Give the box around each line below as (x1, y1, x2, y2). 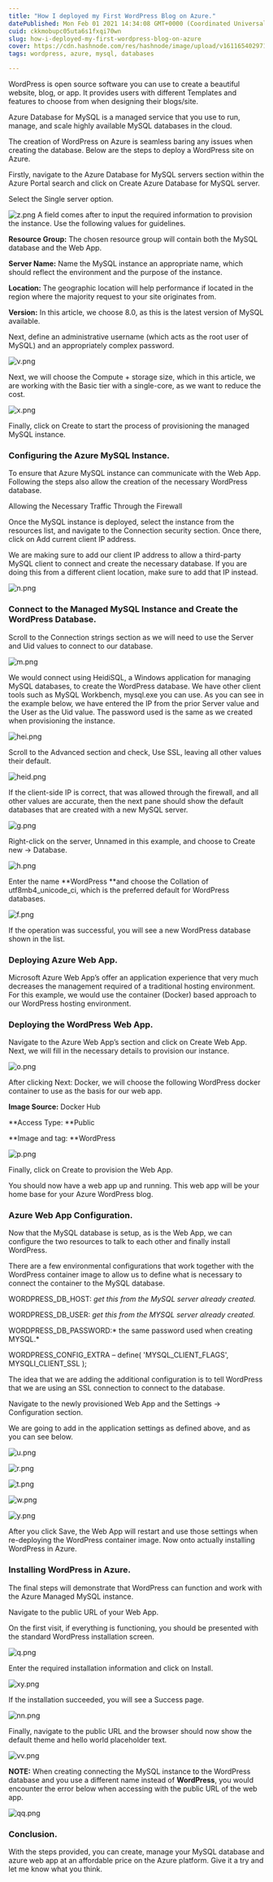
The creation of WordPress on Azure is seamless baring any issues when (8, 137, 253, 146)
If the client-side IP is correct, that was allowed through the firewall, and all (8, 787, 258, 797)
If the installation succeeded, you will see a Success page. (8, 1694, 205, 1705)
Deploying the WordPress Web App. (8, 1019, 154, 1030)
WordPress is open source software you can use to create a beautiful (8, 79, 240, 89)
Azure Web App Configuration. (8, 1210, 133, 1221)
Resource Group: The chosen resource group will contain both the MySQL (8, 234, 258, 244)
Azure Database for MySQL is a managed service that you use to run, (8, 112, 241, 122)
